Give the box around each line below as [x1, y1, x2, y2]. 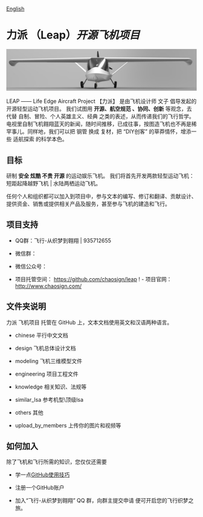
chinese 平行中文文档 [14, 332, 68, 339]
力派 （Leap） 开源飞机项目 [6, 28, 140, 42]
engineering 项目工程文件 [14, 370, 79, 378]
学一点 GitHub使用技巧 [14, 471, 70, 478]
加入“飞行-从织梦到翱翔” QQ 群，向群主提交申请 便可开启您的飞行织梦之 [14, 497, 194, 504]
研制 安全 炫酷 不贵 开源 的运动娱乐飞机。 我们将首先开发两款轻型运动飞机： [6, 172, 195, 179]
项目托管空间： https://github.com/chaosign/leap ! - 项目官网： [14, 275, 172, 282]
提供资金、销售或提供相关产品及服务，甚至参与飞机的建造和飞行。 [6, 200, 170, 207]
